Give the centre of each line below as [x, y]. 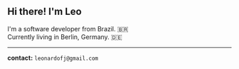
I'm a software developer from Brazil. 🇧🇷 [68, 28]
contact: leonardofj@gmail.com [53, 58]
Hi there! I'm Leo [44, 12]
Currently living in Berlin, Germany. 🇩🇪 [65, 37]
